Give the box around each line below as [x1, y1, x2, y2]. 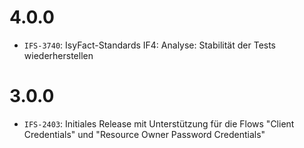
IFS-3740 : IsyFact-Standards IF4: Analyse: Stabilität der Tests [23, 39, 277, 51]
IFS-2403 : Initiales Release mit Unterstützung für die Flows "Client [23, 117, 295, 130]
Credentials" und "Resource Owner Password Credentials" [23, 128, 266, 140]
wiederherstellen [23, 49, 94, 61]
